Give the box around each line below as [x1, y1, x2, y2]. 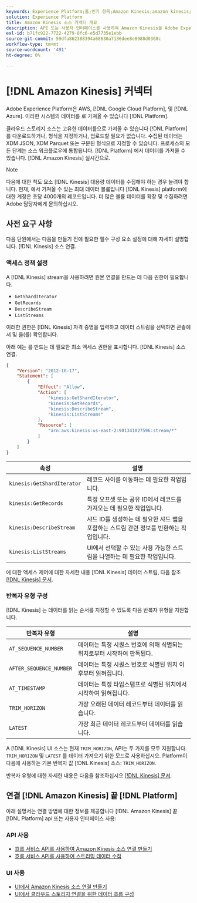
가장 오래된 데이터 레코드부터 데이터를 [77, 700, 176, 708]
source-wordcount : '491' [6, 47, 67, 53]
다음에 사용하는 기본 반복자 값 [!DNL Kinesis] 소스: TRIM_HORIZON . [6, 759, 157, 766]
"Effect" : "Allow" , [37, 384, 85, 390]
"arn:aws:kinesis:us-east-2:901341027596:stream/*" [47, 428, 177, 434]
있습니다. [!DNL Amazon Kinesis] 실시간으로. [6, 154, 111, 161]
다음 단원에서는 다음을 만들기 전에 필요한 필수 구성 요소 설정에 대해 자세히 [6, 235, 174, 242]
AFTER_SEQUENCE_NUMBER [9, 665, 72, 672]
